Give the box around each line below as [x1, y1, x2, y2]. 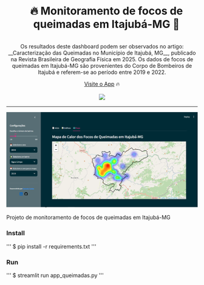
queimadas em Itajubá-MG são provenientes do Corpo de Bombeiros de [12, 62, 192, 69]
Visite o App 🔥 [84, 80, 120, 87]
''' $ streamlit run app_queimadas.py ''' [6, 272, 104, 279]
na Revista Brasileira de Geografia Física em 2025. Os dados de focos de [10, 55, 194, 62]
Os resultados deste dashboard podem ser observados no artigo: [20, 42, 184, 50]
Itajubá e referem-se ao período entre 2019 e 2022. [38, 69, 166, 76]
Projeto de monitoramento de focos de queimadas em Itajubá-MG [6, 214, 171, 221]
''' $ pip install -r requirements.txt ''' [6, 243, 97, 250]
